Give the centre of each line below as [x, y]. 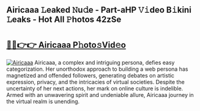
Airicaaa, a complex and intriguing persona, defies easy [105, 63]
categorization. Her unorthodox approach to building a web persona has [97, 69]
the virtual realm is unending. [43, 101]
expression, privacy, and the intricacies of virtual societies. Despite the [95, 82]
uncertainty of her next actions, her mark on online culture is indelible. [95, 88]
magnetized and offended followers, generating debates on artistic [91, 75]
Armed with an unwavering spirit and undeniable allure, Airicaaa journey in [100, 95]
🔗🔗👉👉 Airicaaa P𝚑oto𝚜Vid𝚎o [66, 45]
